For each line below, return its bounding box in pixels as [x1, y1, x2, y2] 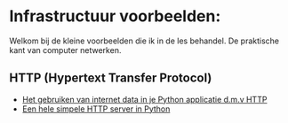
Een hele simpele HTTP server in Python [21, 104, 171, 114]
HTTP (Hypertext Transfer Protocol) [9, 71, 212, 86]
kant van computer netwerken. [9, 44, 122, 55]
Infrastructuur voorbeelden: [9, 6, 221, 27]
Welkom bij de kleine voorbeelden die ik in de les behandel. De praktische [9, 35, 280, 46]
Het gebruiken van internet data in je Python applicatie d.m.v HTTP [21, 94, 268, 104]
